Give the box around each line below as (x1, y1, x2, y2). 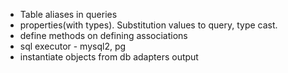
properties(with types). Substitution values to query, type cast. (19, 19, 278, 31)
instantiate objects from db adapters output (19, 51, 199, 63)
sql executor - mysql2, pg (19, 40, 127, 52)
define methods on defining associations (19, 30, 188, 41)
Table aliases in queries (19, 9, 118, 20)
